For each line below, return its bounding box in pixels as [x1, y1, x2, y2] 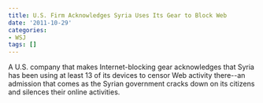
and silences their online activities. [8, 87, 120, 97]
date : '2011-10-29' [8, 19, 72, 27]
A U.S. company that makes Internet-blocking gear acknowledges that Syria [8, 62, 254, 72]
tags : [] [8, 41, 37, 49]
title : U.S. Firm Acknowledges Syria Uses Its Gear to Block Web [8, 11, 227, 20]
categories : [8, 26, 47, 34]
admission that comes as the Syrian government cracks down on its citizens [8, 79, 255, 89]
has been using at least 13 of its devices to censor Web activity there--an [8, 71, 246, 80]
